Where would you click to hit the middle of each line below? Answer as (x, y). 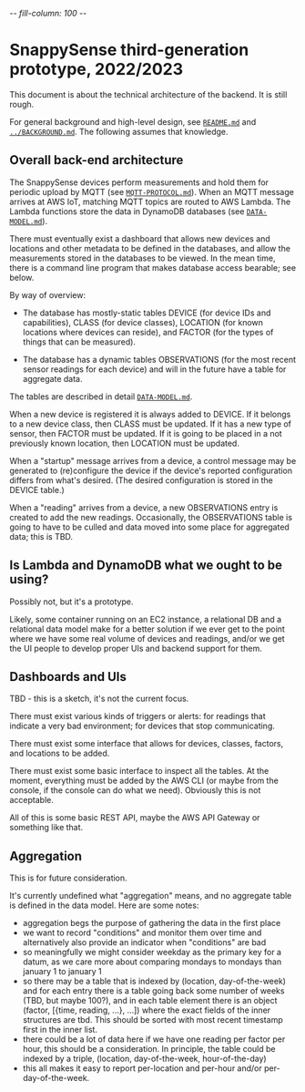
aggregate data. (52, 378)
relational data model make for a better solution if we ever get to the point (147, 629)
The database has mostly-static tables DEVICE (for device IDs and (147, 313)
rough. (22, 104)
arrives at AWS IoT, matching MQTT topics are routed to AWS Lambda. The (150, 201)
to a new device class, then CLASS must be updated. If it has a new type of (151, 424)
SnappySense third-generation (129, 50)
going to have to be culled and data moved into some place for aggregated (149, 527)
